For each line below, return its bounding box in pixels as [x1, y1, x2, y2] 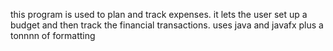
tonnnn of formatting [10, 30, 96, 41]
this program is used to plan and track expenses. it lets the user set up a [10, 9, 308, 20]
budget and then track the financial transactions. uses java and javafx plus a [10, 19, 324, 31]
